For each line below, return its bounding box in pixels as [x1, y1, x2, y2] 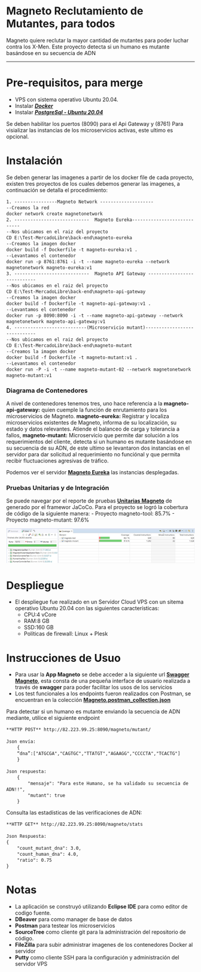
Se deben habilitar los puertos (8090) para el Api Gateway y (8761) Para [6, 120, 184, 127]
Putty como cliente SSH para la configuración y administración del [14, 954, 179, 961]
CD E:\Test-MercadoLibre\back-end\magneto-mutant [6, 343, 133, 349]
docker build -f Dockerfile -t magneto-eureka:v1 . [6, 247, 138, 253]
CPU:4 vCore [23, 611, 57, 618]
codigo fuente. [14, 909, 51, 917]
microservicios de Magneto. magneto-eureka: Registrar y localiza [6, 413, 169, 420]
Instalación [6, 154, 63, 168]
